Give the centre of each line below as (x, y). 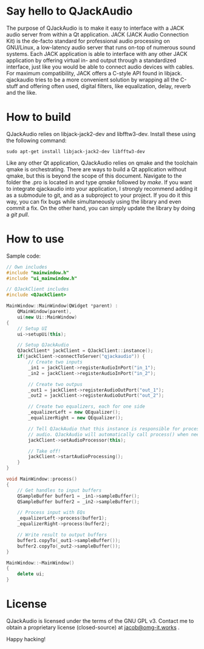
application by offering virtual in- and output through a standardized (91, 60)
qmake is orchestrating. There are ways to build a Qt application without (96, 169)
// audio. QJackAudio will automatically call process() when (108, 434)
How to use (35, 239)
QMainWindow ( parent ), (44, 312)
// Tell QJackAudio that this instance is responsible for (104, 429)
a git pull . (18, 215)
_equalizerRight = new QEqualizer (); (76, 418)
